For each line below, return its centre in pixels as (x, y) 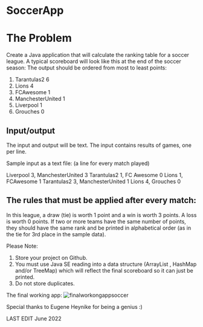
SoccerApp (35, 11)
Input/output (31, 131)
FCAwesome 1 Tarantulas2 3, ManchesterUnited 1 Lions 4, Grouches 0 (94, 181)
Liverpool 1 (28, 105)
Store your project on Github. (51, 257)
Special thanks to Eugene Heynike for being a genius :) (75, 306)
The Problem (39, 38)
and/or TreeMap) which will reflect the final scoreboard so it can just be (104, 270)
